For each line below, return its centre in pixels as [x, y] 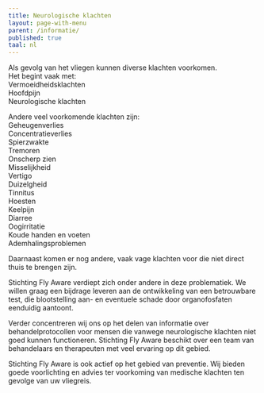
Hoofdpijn [25, 93]
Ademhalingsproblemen [47, 244]
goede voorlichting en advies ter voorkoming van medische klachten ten [126, 372]
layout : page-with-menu [48, 23]
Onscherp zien [33, 159]
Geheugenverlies [36, 125]
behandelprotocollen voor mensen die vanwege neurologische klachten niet [132, 332]
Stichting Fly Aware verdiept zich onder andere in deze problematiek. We [127, 283]
